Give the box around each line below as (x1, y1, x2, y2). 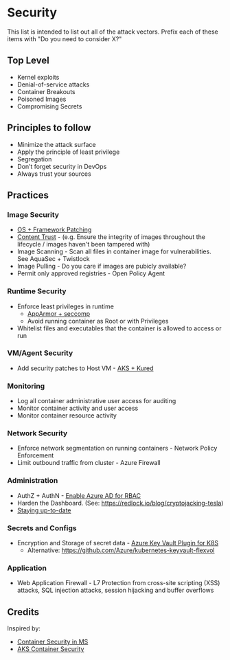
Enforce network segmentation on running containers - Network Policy (16, 444, 218, 453)
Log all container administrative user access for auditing (16, 397, 176, 405)
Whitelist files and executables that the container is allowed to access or (16, 324, 222, 332)
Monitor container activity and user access (16, 404, 139, 413)
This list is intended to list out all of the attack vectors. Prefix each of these (7, 27, 218, 36)
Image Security (7, 209, 60, 219)
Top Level (7, 55, 49, 67)
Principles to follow (7, 122, 91, 134)
